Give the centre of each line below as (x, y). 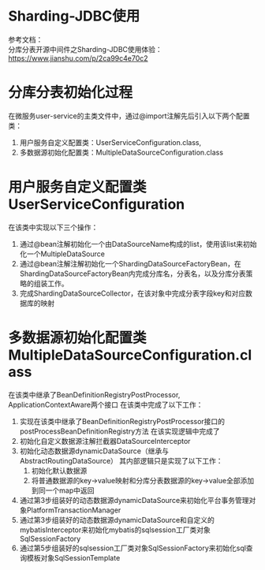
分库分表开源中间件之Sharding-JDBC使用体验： (86, 49)
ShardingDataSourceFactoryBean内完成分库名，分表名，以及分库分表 (132, 274)
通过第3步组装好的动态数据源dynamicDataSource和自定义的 (117, 520)
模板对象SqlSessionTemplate (73, 557)
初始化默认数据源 (59, 471)
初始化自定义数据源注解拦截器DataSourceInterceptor (105, 441)
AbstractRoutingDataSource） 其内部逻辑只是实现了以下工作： (121, 460)
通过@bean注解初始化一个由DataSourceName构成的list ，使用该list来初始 (138, 244)
